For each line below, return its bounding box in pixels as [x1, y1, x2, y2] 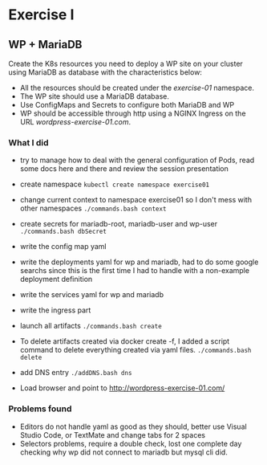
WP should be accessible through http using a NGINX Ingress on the [19, 108, 246, 118]
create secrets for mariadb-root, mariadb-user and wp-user [19, 219, 218, 229]
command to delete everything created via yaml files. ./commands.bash [19, 345, 252, 355]
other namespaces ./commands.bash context [19, 203, 167, 214]
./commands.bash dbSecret [19, 227, 107, 236]
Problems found [8, 403, 72, 414]
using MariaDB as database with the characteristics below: [8, 67, 203, 77]
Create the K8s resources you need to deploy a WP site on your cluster [8, 59, 243, 68]
